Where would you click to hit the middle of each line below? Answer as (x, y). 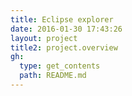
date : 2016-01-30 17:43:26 (66, 29)
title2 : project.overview (64, 47)
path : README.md (53, 76)
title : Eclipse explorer (62, 19)
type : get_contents (60, 66)
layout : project (44, 38)
